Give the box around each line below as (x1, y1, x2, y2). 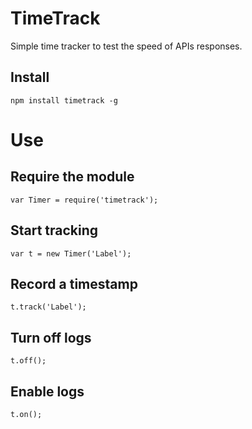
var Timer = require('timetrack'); (10, 195, 159, 205)
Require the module (10, 168, 135, 186)
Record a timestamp (10, 275, 138, 292)
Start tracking (10, 222, 99, 239)
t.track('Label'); (10, 302, 87, 312)
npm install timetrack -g (10, 95, 118, 106)
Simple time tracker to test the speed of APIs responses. (10, 40, 243, 52)
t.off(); (10, 356, 47, 366)
